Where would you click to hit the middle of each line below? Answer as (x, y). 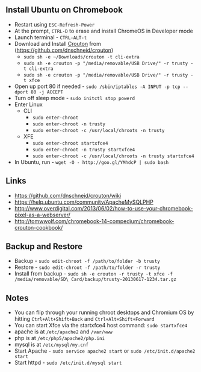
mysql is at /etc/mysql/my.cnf (51, 345)
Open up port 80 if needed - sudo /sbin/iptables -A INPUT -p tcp (97, 86)
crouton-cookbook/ (39, 227)
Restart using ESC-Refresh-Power (54, 24)
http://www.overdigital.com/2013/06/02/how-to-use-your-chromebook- (104, 208)
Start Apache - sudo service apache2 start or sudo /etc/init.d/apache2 (105, 351)
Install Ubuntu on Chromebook (64, 10)
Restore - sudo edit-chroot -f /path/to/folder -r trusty (87, 267)
